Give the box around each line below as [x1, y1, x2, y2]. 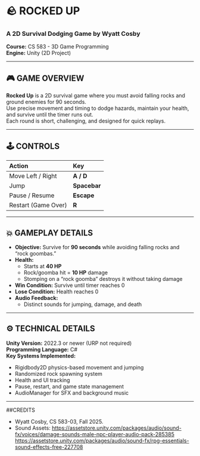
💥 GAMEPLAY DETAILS [6, 228, 93, 238]
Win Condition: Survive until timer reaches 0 [14, 281, 125, 289]
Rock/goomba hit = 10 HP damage [23, 269, 108, 276]
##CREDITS [6, 406, 36, 414]
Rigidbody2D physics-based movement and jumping [14, 363, 144, 371]
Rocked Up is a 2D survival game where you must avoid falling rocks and [6, 92, 186, 99]
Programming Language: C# [6, 345, 78, 353]
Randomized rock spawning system [14, 370, 103, 377]
